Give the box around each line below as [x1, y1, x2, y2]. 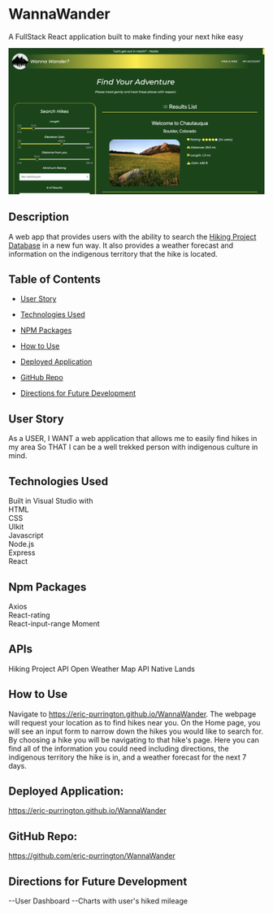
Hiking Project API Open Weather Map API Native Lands [8, 664, 195, 674]
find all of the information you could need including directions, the [8, 743, 229, 753]
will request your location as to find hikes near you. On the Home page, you [8, 717, 261, 727]
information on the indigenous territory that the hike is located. [8, 249, 218, 258]
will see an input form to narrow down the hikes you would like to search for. [8, 726, 264, 736]
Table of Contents [8, 273, 102, 287]
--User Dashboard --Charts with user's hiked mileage [8, 895, 188, 906]
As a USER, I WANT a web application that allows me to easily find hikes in [8, 434, 258, 444]
